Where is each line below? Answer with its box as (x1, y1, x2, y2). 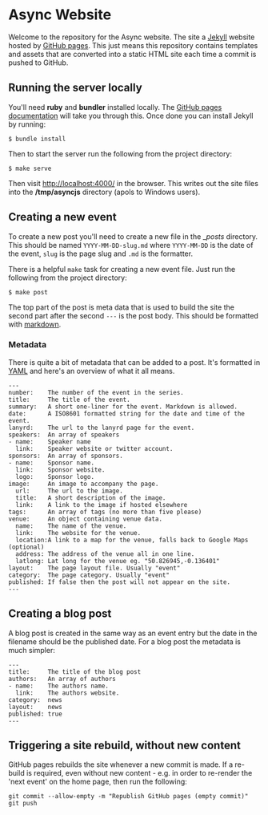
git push (8, 800, 38, 808)
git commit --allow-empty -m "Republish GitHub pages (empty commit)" (8, 793, 249, 801)
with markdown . (8, 319, 62, 329)
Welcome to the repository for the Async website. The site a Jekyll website (8, 32, 255, 42)
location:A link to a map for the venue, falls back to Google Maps (15, 536, 249, 544)
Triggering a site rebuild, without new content (8, 739, 242, 752)
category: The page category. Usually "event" (8, 571, 170, 579)
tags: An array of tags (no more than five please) (8, 508, 202, 516)
